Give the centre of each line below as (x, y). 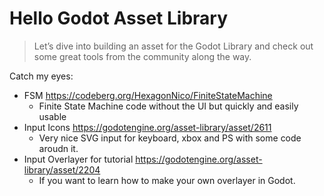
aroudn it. (58, 148)
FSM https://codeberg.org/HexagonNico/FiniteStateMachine (148, 95)
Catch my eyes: (41, 76)
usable (52, 116)
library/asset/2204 (62, 169)
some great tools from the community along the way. (142, 56)
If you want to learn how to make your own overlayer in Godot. (167, 180)
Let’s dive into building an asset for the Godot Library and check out (173, 46)
